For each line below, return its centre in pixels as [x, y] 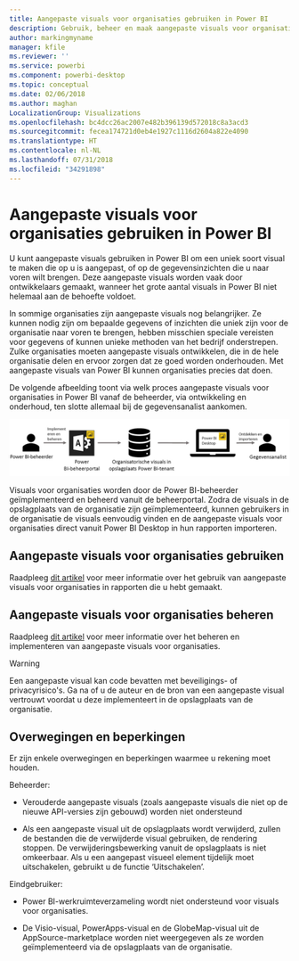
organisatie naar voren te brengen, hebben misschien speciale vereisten [141, 332]
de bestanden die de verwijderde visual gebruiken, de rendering [140, 839]
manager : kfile [37, 47]
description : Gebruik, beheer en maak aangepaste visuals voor [129, 28]
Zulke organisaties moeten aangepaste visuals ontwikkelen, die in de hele [144, 351]
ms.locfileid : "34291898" [57, 169]
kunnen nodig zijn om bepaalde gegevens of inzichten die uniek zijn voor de [149, 323]
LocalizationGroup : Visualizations [75, 113]
